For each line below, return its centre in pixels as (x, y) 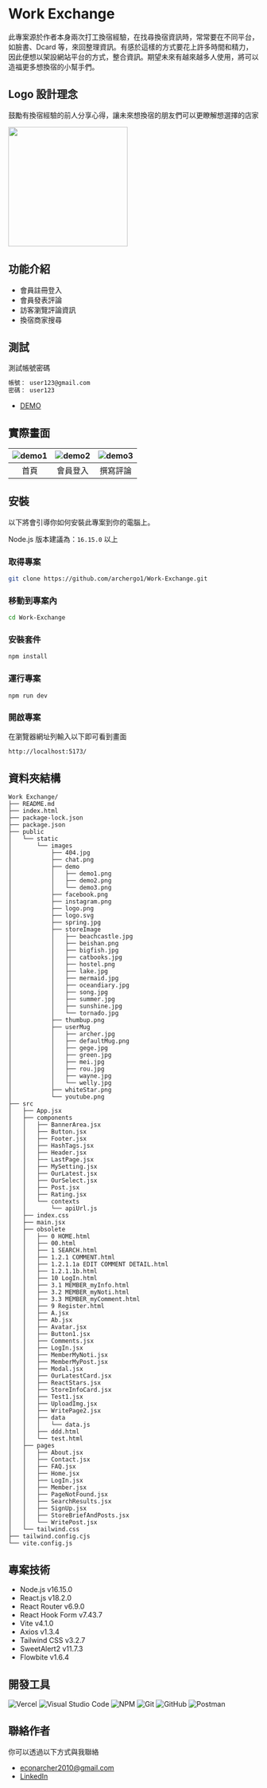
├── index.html (33, 811)
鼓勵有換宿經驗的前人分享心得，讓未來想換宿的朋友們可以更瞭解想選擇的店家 (133, 115)
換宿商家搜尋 (41, 320)
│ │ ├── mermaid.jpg (64, 978)
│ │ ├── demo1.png (60, 874)
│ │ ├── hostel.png (62, 965)
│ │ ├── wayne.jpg (60, 1076)
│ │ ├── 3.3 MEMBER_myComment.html (74, 1299)
